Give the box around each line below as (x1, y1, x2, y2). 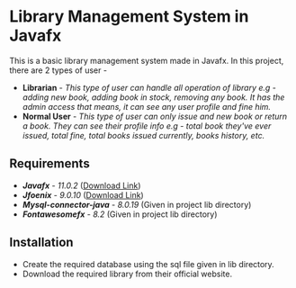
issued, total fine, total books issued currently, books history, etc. (22, 130, 265, 140)
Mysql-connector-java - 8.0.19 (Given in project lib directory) (22, 199, 252, 210)
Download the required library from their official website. (22, 268, 232, 279)
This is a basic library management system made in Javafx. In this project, (9, 55, 284, 66)
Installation (9, 235, 74, 250)
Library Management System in (9, 6, 249, 27)
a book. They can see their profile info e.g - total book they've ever (22, 120, 272, 131)
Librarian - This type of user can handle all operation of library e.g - (22, 82, 277, 93)
